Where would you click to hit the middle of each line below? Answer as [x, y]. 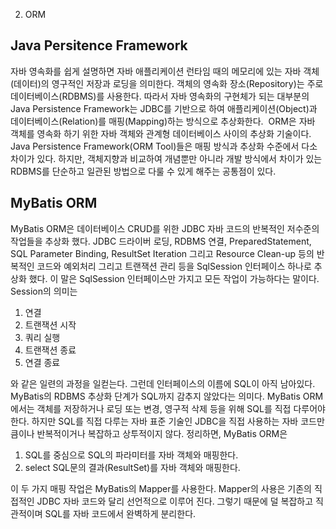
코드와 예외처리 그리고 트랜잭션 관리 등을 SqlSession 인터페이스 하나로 [174, 266]
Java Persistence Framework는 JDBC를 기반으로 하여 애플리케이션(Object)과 [164, 108]
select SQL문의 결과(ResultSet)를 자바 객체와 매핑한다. [132, 467]
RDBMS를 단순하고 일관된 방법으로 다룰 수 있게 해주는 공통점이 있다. [143, 171]
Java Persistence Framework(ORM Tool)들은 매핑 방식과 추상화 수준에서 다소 [164, 146]
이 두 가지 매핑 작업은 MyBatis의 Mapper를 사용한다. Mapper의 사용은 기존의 [161, 488]
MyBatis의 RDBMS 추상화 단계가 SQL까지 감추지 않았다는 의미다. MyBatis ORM [167, 396]
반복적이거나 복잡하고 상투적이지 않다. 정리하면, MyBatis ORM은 [162, 433]
